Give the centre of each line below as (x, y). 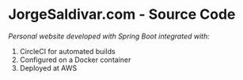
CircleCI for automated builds (68, 51)
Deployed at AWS (48, 67)
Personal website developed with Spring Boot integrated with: (109, 36)
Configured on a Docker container (75, 60)
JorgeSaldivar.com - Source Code (122, 15)
